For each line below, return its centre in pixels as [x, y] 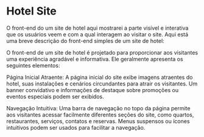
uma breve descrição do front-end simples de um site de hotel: [85, 41]
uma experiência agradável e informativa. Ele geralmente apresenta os [95, 59]
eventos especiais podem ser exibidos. [55, 96]
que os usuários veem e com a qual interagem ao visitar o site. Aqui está [97, 34]
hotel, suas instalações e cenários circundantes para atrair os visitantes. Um [102, 84]
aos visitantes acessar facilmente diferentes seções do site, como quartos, [100, 115]
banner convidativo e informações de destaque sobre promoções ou [92, 90]
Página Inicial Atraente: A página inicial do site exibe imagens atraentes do [100, 77]
